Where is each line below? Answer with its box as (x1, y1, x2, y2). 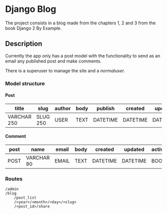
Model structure (5, 80, 45, 87)
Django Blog (5, 3, 56, 15)
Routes (5, 175, 23, 182)
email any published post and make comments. (5, 58, 102, 64)
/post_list (14, 195, 37, 201)
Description (5, 40, 42, 48)
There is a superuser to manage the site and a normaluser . (5, 68, 125, 73)
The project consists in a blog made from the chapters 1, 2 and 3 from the (5, 20, 156, 26)
